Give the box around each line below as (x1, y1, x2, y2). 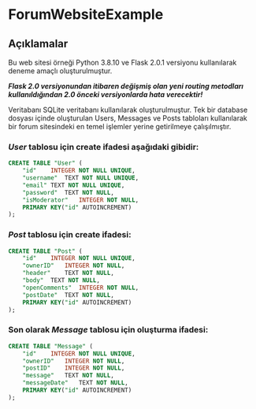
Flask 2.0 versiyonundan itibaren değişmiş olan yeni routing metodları (8, 81, 244, 91)
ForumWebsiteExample (8, 6, 164, 24)
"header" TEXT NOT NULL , (22, 270, 114, 277)
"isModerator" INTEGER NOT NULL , (22, 195, 139, 204)
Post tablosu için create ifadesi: (8, 229, 132, 240)
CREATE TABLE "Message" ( (8, 342, 93, 350)
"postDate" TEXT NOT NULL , (22, 291, 114, 299)
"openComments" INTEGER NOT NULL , (22, 284, 139, 292)
